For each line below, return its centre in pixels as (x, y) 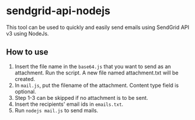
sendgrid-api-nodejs (58, 11)
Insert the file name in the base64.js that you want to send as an (93, 66)
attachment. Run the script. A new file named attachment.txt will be (97, 73)
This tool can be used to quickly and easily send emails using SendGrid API (98, 27)
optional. (25, 91)
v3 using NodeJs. (27, 33)
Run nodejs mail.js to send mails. (56, 110)
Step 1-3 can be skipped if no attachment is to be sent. (81, 98)
